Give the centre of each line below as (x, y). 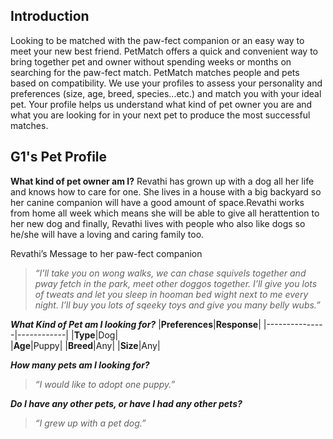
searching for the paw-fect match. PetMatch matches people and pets (155, 72)
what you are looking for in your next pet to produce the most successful (160, 115)
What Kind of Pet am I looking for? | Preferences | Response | (136, 324)
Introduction (50, 16)
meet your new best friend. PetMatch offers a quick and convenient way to (164, 51)
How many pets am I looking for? (80, 365)
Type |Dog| (96, 335)
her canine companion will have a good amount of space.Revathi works (157, 202)
